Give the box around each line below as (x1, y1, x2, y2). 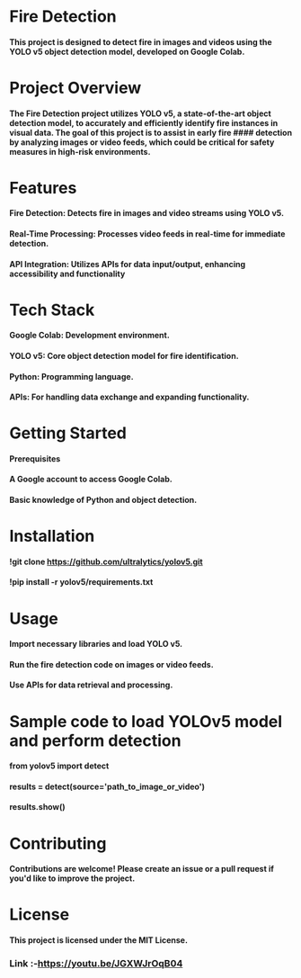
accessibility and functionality (9, 268, 126, 279)
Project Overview (9, 77, 142, 98)
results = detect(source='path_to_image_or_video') (9, 781, 205, 792)
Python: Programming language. (9, 371, 134, 381)
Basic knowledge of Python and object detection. (9, 495, 198, 506)
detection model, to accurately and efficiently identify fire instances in (9, 117, 279, 128)
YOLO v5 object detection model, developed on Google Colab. (9, 46, 245, 57)
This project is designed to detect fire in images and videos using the (9, 36, 272, 47)
